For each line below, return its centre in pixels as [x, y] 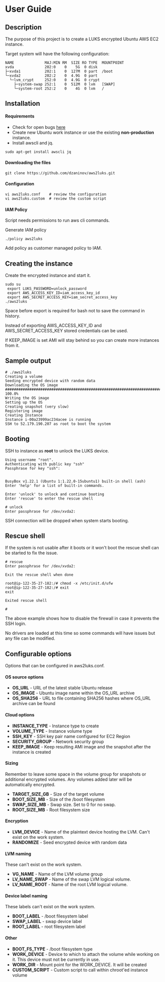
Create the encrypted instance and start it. [48, 275]
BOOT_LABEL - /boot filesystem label [50, 916]
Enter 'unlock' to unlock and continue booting [55, 494]
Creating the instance [39, 263]
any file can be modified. [30, 638]
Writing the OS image [27, 398]
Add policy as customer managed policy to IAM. [54, 248]
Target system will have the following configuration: [57, 54]
